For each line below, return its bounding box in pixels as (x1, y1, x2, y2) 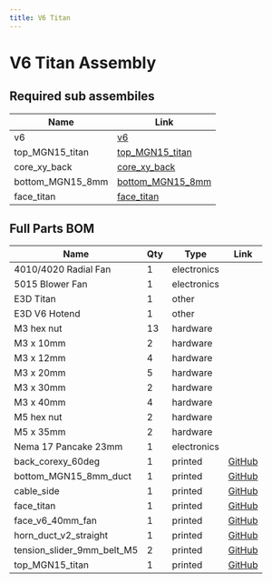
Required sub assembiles (9, 88, 156, 105)
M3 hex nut (14, 322, 63, 335)
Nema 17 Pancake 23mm (14, 440, 123, 453)
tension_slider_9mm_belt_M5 (14, 544, 139, 557)
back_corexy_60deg (14, 456, 101, 468)
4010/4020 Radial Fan (14, 263, 112, 276)
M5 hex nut (14, 411, 63, 424)
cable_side (14, 485, 61, 498)
